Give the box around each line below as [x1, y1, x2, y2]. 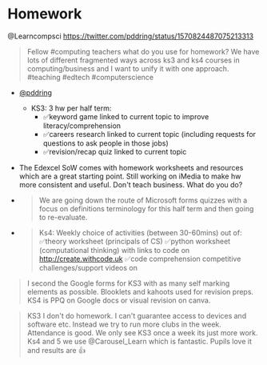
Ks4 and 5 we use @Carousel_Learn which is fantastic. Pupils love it [26, 336, 253, 346]
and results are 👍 [26, 345, 86, 355]
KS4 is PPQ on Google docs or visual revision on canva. [26, 295, 211, 305]
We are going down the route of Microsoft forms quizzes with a [38, 195, 248, 205]
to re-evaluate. [38, 212, 88, 222]
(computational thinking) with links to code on [38, 245, 190, 255]
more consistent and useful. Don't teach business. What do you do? [18, 179, 243, 189]
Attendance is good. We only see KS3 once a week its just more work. [26, 327, 258, 337]
